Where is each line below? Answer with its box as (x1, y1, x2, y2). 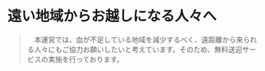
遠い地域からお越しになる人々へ (7, 7, 217, 25)
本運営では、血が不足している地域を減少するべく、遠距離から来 (33, 35, 244, 44)
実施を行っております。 (48, 54, 124, 64)
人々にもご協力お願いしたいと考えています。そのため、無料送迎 (33, 44, 243, 54)
